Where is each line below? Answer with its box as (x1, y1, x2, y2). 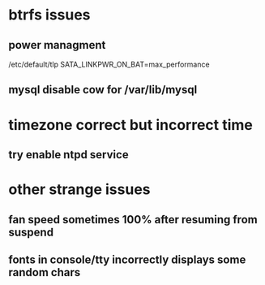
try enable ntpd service (8, 148, 129, 162)
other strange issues (8, 180, 152, 199)
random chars (8, 266, 81, 279)
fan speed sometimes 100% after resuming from (8, 213, 258, 227)
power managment (8, 38, 106, 52)
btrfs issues (8, 6, 91, 24)
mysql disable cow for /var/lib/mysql (8, 83, 198, 97)
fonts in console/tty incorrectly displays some (8, 253, 246, 266)
